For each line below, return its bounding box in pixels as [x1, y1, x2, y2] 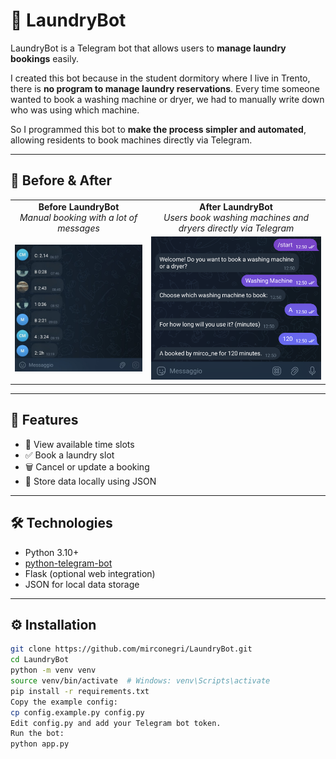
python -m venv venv [10, 665, 97, 676]
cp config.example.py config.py [10, 707, 145, 718]
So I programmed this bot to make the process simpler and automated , [10, 123, 307, 135]
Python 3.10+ [24, 546, 80, 558]
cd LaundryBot [10, 655, 70, 665]
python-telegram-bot [24, 557, 113, 569]
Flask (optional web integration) [24, 567, 156, 579]
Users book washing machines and [163, 211, 310, 223]
